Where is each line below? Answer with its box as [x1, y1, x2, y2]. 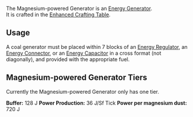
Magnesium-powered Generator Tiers [6, 73, 147, 83]
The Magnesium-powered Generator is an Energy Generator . [6, 5, 153, 12]
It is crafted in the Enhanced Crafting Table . [6, 11, 111, 18]
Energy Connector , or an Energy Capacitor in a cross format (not [6, 49, 162, 56]
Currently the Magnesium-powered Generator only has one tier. [6, 88, 160, 95]
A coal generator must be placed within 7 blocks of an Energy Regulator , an [6, 43, 188, 50]
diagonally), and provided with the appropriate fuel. [6, 55, 130, 63]
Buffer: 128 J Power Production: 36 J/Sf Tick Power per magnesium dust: [6, 99, 187, 107]
